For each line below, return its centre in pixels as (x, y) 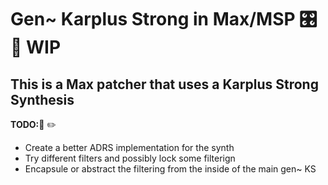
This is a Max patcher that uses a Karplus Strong (164, 84)
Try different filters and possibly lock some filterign (130, 158)
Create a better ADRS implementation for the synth (129, 147)
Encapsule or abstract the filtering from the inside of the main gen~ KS (170, 169)
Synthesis (42, 99)
